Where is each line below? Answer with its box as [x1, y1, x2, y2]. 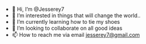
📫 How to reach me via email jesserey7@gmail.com [11, 32, 140, 38]
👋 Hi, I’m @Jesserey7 [11, 6, 64, 12]
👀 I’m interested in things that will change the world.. [11, 12, 141, 19]
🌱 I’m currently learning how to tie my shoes [11, 18, 120, 25]
